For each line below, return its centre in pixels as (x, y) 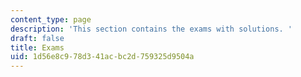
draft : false (37, 38)
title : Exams (37, 47)
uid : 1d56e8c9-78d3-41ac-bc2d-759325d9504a (102, 57)
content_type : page (51, 19)
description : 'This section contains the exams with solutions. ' (151, 29)
